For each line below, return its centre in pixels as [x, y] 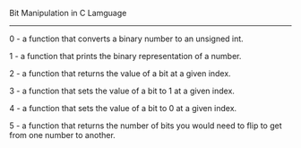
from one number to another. [63, 135]
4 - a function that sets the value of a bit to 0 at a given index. [123, 108]
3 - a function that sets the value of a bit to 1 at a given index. [122, 91]
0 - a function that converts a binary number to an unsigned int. [126, 39]
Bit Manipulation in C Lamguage [68, 13]
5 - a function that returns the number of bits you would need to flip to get [146, 126]
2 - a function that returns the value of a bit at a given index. [120, 74]
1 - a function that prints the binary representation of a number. [125, 56]
